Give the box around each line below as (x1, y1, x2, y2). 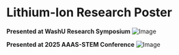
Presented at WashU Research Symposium (6, 27, 131, 35)
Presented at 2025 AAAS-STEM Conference (6, 40, 135, 48)
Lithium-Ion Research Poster (6, 5, 172, 20)
